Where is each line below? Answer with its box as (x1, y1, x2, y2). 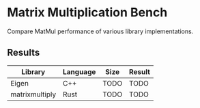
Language (62, 67, 96, 76)
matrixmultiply (10, 90, 57, 99)
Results (7, 47, 40, 58)
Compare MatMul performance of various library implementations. (7, 27, 194, 35)
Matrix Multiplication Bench (7, 5, 168, 20)
